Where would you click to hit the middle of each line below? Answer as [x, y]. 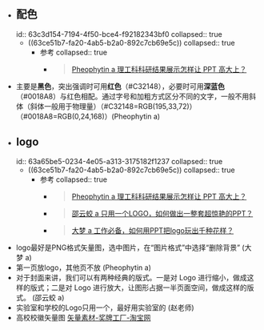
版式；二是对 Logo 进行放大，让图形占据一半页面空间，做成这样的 [138, 288]
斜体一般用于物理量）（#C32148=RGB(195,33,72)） [113, 106]
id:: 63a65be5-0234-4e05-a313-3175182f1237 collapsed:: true [119, 161]
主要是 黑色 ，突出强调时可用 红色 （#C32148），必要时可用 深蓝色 [120, 86]
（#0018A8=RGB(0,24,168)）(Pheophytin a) [88, 116]
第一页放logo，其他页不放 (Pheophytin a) [84, 268]
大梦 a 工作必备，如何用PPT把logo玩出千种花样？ [153, 230]
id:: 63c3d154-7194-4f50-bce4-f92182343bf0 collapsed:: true [119, 34]
